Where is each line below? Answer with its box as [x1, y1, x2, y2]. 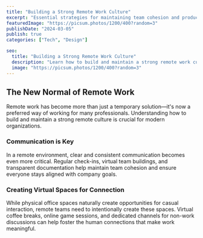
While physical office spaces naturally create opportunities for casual [6, 199, 179, 206]
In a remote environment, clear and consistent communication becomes [6, 151, 185, 158]
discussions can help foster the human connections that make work [6, 218, 175, 225]
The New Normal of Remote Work [6, 87, 135, 97]
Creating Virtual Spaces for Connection [6, 185, 125, 194]
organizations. [6, 122, 42, 130]
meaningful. [6, 225, 36, 232]
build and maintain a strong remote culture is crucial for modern [6, 116, 165, 123]
